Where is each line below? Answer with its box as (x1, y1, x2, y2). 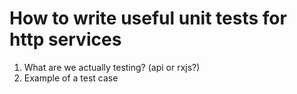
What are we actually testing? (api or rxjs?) (23, 61, 201, 73)
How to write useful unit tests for (9, 7, 287, 30)
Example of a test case (23, 72, 119, 84)
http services (9, 28, 122, 51)
